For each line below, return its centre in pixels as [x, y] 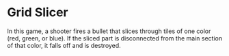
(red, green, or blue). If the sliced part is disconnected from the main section [115, 38]
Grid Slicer [38, 12]
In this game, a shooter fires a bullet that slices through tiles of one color [109, 31]
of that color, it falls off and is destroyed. [64, 45]
